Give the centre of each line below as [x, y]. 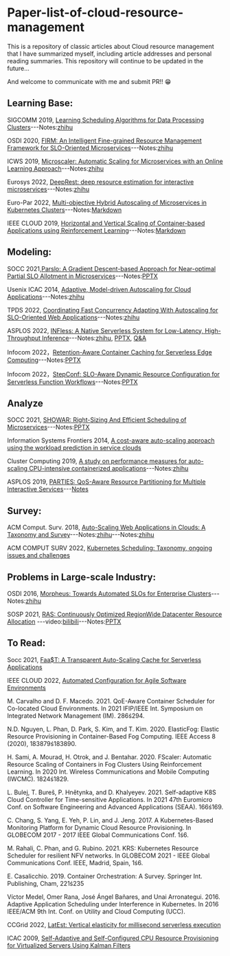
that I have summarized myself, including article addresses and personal [110, 54]
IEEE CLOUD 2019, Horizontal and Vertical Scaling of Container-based [106, 223]
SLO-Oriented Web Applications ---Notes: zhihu [73, 317]
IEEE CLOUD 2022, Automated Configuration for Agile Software [97, 680]
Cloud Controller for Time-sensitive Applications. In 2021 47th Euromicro [110, 799]
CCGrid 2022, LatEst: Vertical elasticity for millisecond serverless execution [114, 924]
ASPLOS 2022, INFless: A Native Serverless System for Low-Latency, [105, 330]
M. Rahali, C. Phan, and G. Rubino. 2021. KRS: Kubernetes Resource [103, 848]
